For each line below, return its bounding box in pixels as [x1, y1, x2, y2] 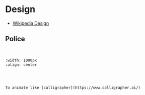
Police [5, 35, 25, 43]
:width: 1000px [5, 58, 37, 63]
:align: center [5, 62, 37, 67]
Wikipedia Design [12, 20, 49, 26]
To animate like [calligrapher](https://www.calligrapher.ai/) [5, 85, 141, 90]
